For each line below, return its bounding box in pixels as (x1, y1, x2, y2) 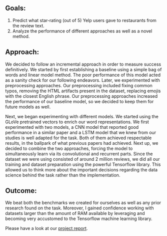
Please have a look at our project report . (5, 225, 88, 231)
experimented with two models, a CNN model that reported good (5, 124, 139, 130)
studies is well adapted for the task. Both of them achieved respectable (5, 135, 152, 141)
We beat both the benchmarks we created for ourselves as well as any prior (5, 200, 161, 206)
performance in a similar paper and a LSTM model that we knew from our (5, 129, 156, 135)
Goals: (5, 4, 26, 13)
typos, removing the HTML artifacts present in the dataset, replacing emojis (5, 88, 161, 94)
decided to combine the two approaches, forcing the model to (5, 145, 133, 151)
